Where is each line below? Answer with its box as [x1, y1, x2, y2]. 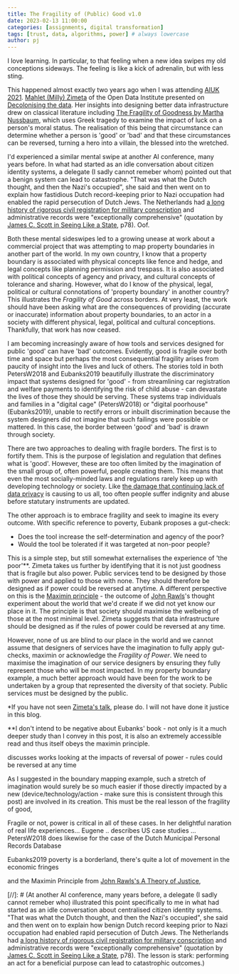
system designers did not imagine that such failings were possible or [7, 415, 208, 424]
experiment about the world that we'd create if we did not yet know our [7, 599, 216, 608]
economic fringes [7, 863, 59, 871]
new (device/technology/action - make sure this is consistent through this [7, 790, 223, 798]
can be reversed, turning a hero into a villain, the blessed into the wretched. [7, 138, 229, 147]
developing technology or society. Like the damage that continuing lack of [7, 482, 225, 491]
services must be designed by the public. [7, 689, 129, 698]
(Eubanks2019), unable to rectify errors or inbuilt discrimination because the [7, 407, 231, 416]
